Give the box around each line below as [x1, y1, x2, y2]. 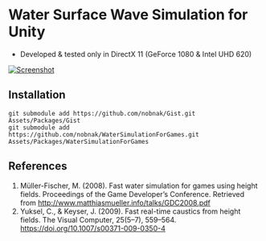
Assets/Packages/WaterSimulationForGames [8, 137, 149, 145]
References [8, 159, 68, 174]
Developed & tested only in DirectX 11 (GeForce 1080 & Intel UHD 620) [19, 49, 252, 59]
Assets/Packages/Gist [8, 116, 81, 125]
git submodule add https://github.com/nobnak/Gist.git [8, 109, 196, 117]
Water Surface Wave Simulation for [8, 6, 248, 24]
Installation [8, 88, 66, 102]
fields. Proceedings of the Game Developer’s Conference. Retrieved [19, 189, 245, 198]
